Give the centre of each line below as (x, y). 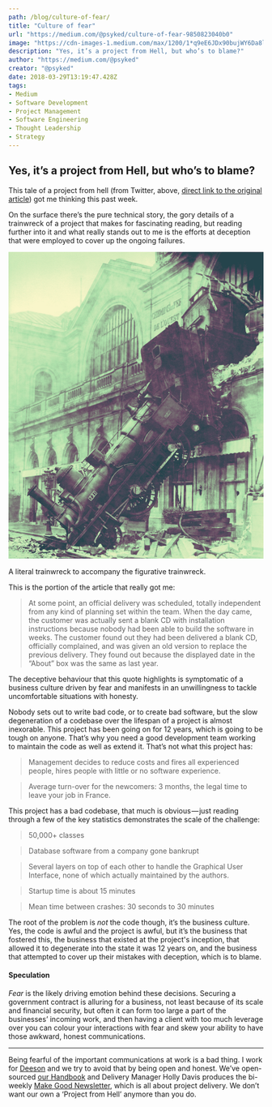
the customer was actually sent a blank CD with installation (126, 620)
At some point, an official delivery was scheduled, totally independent (144, 603)
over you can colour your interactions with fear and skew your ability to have (136, 1028)
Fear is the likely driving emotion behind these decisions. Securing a (122, 993)
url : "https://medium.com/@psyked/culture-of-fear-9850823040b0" (121, 34)
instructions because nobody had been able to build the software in (141, 629)
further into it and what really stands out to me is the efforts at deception (130, 232)
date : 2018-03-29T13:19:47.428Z (63, 77)
